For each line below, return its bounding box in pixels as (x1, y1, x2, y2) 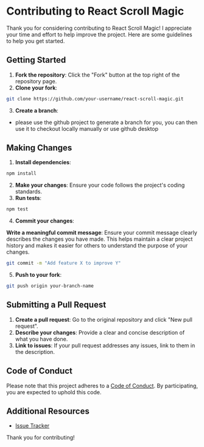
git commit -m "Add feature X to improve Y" (6, 260, 121, 266)
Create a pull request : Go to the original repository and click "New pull (15, 316, 193, 323)
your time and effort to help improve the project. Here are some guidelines (6, 30, 193, 38)
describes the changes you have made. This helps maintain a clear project (6, 235, 193, 243)
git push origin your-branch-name (6, 283, 94, 289)
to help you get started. (6, 37, 65, 44)
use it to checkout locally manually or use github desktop (15, 125, 159, 132)
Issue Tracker (15, 422, 50, 429)
